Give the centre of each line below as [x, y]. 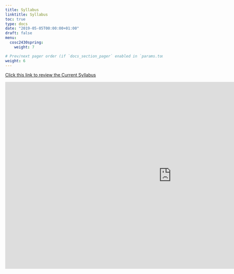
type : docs [16, 24]
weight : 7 [24, 47]
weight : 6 [15, 61]
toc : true [15, 19]
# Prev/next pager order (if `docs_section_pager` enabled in [71, 56]
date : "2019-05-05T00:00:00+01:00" [42, 29]
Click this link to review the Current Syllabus [50, 75]
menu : [11, 38]
